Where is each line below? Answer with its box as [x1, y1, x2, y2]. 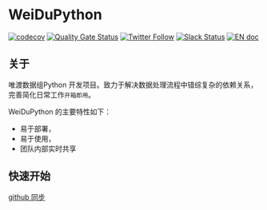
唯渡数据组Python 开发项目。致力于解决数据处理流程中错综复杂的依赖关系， [8, 80, 258, 89]
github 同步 [8, 192, 46, 201]
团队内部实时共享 [19, 144, 77, 153]
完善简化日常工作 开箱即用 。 [8, 89, 96, 99]
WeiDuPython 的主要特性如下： [8, 106, 112, 117]
